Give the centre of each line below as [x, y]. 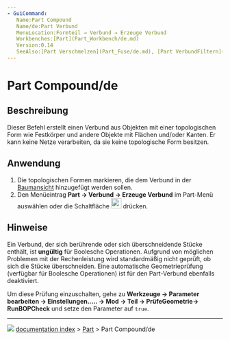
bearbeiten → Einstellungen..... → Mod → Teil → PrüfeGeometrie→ [103, 301]
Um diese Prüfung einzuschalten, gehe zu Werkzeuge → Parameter [103, 294]
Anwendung [34, 163]
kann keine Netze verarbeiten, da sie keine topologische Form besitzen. [108, 142]
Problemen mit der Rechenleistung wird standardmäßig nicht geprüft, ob [109, 258]
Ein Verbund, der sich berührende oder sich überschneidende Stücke [105, 244]
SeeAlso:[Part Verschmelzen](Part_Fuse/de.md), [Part [94, 52]
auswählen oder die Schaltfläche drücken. [82, 206]
